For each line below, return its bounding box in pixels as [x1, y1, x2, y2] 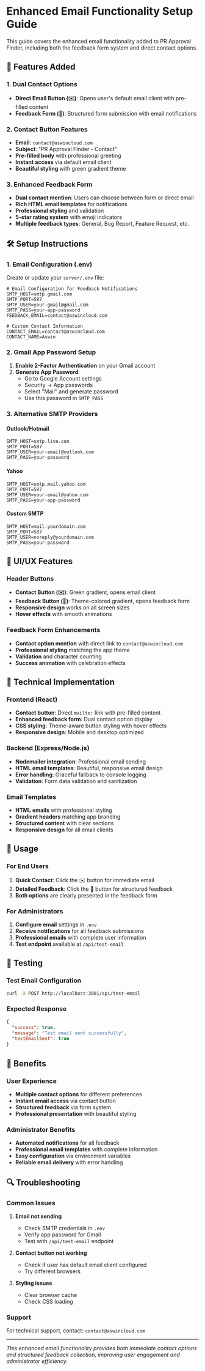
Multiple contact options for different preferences [15, 1090, 142, 1098]
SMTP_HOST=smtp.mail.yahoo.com [6, 481, 86, 487]
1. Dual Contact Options [6, 80, 77, 89]
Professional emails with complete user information [15, 934, 146, 941]
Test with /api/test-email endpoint [24, 1237, 114, 1244]
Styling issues [15, 1279, 52, 1287]
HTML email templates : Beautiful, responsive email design [15, 764, 164, 771]
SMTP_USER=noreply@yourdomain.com [6, 534, 95, 540]
